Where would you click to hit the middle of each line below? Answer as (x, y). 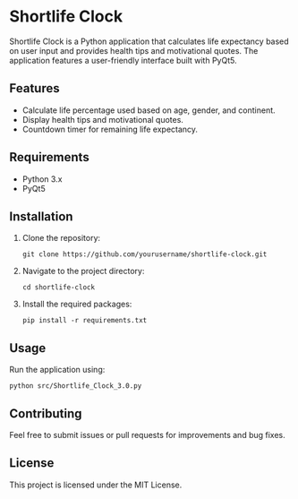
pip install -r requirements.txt (85, 321)
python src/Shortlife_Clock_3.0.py (76, 386)
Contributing (46, 413)
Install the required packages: (77, 304)
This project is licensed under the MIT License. (96, 485)
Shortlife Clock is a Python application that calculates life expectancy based (149, 41)
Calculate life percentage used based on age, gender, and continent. (149, 110)
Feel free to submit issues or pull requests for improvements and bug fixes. (148, 435)
